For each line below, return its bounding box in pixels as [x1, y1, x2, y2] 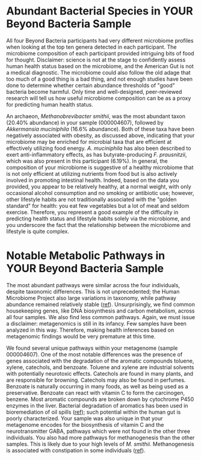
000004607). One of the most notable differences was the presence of [6, 350, 183, 358]
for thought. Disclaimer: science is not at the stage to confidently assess [6, 56, 186, 63]
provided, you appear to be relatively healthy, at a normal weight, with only [6, 182, 191, 190]
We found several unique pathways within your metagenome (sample [6, 344, 178, 352]
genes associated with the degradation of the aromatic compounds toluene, [6, 357, 194, 364]
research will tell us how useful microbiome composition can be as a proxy [6, 95, 191, 102]
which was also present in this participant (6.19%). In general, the [6, 157, 169, 164]
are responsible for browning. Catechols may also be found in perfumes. [6, 376, 186, 384]
